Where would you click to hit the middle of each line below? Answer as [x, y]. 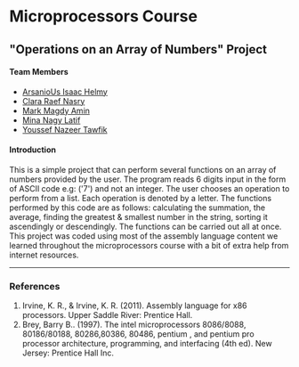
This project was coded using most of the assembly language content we [144, 236]
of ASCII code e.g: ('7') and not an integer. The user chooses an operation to [149, 188]
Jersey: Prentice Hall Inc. [68, 353]
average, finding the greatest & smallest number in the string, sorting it [139, 216]
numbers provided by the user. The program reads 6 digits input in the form [148, 179]
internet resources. [44, 255]
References [35, 286]
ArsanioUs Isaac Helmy [65, 92]
